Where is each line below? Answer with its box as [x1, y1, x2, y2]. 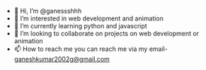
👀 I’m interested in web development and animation [13, 14, 164, 23]
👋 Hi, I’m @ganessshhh [13, 7, 82, 15]
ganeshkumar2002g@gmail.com [13, 55, 110, 63]
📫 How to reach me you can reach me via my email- [13, 45, 168, 53]
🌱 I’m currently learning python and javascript [13, 22, 147, 30]
